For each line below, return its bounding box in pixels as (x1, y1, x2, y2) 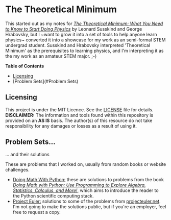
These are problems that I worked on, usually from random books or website (5, 161, 166, 167)
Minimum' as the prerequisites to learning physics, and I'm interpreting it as (5, 47, 164, 54)
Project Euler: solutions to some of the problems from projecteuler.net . (12, 198, 161, 204)
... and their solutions (5, 151, 50, 157)
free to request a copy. (12, 209, 61, 215)
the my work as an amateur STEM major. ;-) (5, 53, 97, 59)
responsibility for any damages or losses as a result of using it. (5, 123, 137, 129)
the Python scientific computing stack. (12, 192, 94, 199)
